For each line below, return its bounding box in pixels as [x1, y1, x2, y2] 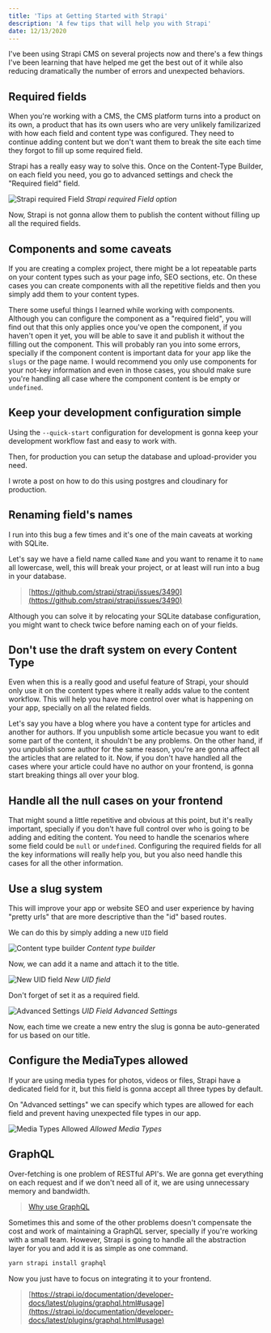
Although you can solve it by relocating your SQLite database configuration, [8, 611, 261, 620]
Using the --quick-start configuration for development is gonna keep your [8, 427, 259, 437]
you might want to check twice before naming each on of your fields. [8, 620, 239, 629]
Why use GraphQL [28, 1202, 91, 1212]
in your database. [8, 571, 67, 581]
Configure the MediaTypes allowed [8, 1054, 188, 1067]
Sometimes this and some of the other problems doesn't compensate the [8, 1217, 252, 1227]
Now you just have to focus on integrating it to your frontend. [8, 1273, 212, 1284]
